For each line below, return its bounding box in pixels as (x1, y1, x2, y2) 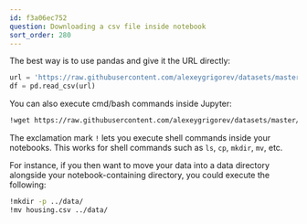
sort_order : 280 (9, 30, 71, 39)
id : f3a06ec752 (9, 13, 68, 23)
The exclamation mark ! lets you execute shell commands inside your (9, 133, 271, 143)
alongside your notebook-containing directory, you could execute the (9, 170, 270, 180)
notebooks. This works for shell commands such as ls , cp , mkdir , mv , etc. (9, 143, 283, 153)
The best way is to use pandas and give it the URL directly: (9, 56, 231, 67)
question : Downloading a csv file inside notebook (9, 22, 206, 31)
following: (9, 179, 47, 190)
